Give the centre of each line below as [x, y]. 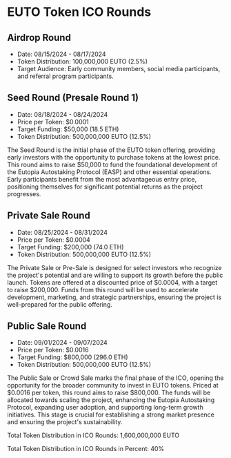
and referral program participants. [65, 76]
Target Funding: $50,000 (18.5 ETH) [68, 129]
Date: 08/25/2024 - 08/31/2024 [62, 232]
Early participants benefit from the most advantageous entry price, [102, 179]
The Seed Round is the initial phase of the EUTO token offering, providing [111, 150]
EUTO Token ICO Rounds [79, 12]
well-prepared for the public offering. [60, 304]
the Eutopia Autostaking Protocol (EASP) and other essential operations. [109, 172]
